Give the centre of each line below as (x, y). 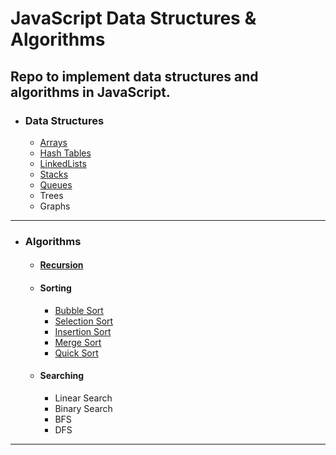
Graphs (55, 206)
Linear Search (83, 398)
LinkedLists (63, 163)
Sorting (55, 288)
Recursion (61, 265)
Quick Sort (76, 353)
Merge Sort (78, 342)
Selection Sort (84, 321)
